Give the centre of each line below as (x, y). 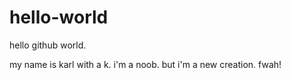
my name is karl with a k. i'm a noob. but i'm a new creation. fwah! (145, 64)
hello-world (59, 17)
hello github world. (48, 45)
